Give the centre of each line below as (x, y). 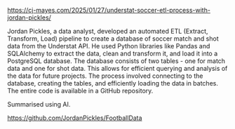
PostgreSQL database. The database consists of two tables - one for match (116, 61)
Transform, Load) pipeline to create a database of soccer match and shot (113, 39)
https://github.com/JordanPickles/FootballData (75, 118)
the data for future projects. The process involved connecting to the (105, 76)
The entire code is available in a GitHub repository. (80, 91)
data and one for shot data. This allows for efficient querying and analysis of (117, 68)
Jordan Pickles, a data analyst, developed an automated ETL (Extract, (108, 31)
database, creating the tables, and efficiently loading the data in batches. (113, 83)
